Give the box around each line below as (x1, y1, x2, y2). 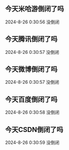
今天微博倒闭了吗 (5, 65, 58, 74)
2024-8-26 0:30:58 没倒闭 (5, 109, 60, 116)
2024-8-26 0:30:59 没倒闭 (5, 140, 60, 146)
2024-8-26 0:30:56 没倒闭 (5, 19, 60, 25)
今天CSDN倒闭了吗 (5, 125, 64, 134)
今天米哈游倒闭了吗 (5, 4, 64, 13)
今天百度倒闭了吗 (5, 95, 58, 104)
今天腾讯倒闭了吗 (5, 35, 58, 43)
